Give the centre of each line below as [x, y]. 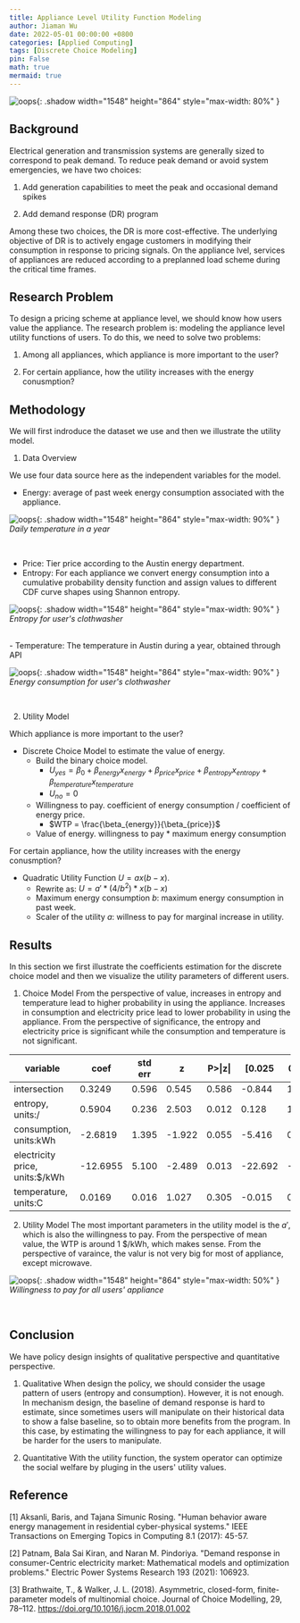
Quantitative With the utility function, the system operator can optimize [152, 1458]
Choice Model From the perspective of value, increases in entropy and [152, 993]
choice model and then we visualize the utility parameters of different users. [149, 976]
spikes [34, 197]
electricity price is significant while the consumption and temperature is [154, 1032]
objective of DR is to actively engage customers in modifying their [130, 240]
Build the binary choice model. [92, 761]
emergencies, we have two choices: [75, 170]
